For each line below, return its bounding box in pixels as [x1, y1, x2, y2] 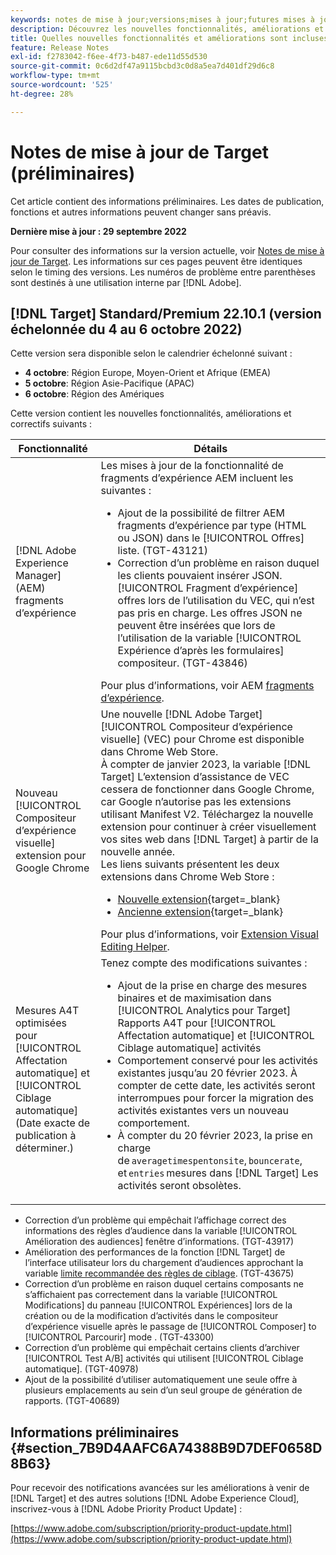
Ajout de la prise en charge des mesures [117, 979, 308, 993]
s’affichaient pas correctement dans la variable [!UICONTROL [24, 1289, 278, 1301]
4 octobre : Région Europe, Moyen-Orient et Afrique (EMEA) [24, 367, 272, 379]
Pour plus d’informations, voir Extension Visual [100, 927, 319, 941]
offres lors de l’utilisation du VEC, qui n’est [117, 594, 315, 608]
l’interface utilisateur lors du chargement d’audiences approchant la [24, 1257, 304, 1269]
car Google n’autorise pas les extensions [100, 795, 292, 809]
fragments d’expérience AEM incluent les [100, 471, 294, 485]
